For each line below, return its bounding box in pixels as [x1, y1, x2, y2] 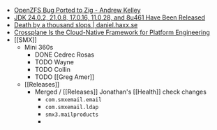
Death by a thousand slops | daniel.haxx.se [13, 21, 138, 29]
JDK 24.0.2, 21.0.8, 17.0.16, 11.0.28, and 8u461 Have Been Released [13, 13, 206, 22]
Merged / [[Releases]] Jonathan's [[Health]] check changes [34, 87, 207, 96]
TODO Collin [34, 66, 71, 73]
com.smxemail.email [45, 96, 103, 103]
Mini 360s [24, 43, 54, 51]
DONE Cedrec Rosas [34, 50, 95, 59]
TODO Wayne [34, 58, 75, 66]
